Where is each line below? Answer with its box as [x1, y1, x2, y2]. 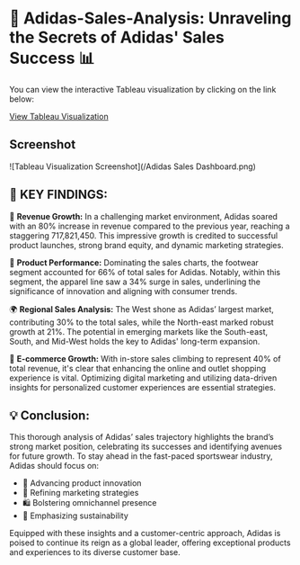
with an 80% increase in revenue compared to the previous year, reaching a [9, 220, 290, 231]
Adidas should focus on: [9, 461, 100, 471]
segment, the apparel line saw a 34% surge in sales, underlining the [9, 276, 261, 287]
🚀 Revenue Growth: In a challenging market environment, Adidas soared [9, 211, 278, 221]
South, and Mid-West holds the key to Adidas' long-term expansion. [9, 336, 260, 346]
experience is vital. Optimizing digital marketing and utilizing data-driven [9, 372, 278, 383]
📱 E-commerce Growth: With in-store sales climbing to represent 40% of [9, 353, 281, 363]
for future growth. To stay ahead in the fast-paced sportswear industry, [9, 451, 273, 462]
